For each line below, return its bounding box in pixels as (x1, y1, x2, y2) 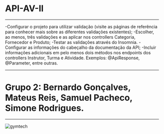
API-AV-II (5, 3, 44, 14)
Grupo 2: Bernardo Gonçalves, (5, 82, 131, 93)
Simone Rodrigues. (5, 103, 84, 114)
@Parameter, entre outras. (5, 60, 58, 66)
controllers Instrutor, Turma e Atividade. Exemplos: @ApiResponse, (5, 55, 140, 61)
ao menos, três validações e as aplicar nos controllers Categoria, (5, 34, 136, 40)
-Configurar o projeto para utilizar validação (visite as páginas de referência (5, 23, 158, 29)
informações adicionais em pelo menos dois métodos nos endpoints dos (5, 49, 151, 55)
